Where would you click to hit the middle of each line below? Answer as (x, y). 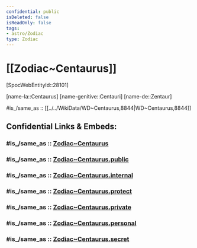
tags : (13, 28)
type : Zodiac (22, 39)
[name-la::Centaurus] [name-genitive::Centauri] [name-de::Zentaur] (89, 96)
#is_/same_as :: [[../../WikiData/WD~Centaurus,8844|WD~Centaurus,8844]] (99, 108)
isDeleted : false (28, 17)
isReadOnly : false (29, 23)
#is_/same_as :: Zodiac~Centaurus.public (67, 160)
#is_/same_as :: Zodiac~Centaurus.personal (71, 223)
